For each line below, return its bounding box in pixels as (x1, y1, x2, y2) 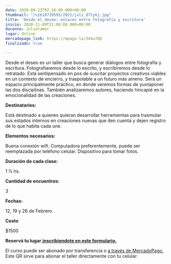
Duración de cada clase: (5, 158, 58, 164)
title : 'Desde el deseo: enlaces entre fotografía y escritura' (5, 17, 146, 22)
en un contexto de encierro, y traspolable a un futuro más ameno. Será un (5, 75, 162, 82)
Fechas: (5, 198, 23, 204)
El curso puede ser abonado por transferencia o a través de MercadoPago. (5, 247, 164, 254)
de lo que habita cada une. (5, 123, 62, 129)
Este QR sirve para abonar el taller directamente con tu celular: (5, 253, 138, 259)
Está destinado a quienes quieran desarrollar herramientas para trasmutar (5, 112, 162, 118)
